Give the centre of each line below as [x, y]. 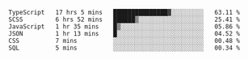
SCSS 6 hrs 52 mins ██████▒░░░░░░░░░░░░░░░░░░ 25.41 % [124, 19]
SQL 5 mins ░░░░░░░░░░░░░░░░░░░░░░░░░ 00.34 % [124, 48]
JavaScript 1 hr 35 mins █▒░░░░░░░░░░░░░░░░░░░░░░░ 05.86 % [124, 27]
